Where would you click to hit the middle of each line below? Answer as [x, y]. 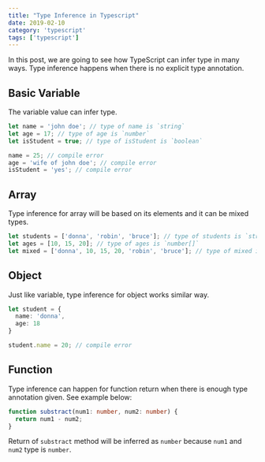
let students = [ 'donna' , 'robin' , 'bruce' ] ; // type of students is [125, 237]
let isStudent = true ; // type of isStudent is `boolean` [105, 141]
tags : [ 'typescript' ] [44, 37]
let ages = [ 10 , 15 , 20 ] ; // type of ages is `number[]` [104, 244]
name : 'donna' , [40, 316]
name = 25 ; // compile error [56, 155]
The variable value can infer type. [63, 112]
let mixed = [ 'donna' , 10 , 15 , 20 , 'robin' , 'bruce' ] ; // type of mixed [130, 251]
